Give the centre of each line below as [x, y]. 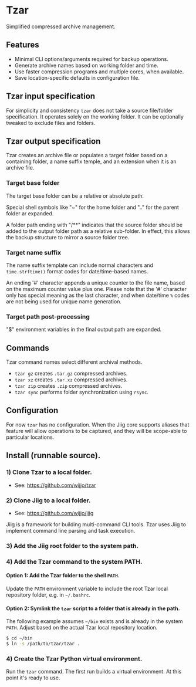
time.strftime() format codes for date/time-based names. [77, 271]
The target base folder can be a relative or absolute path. [75, 196]
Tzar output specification [53, 141]
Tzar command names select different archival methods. [74, 362]
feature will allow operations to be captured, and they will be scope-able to [97, 431]
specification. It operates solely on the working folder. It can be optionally [95, 116]
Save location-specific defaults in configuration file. [77, 77]
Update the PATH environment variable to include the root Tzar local [87, 588]
